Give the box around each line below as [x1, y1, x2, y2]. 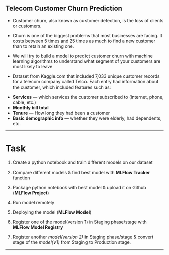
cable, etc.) [12, 99, 36, 105]
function [12, 175, 30, 181]
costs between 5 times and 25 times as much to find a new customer [12, 38, 156, 44]
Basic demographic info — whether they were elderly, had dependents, [12, 115, 162, 121]
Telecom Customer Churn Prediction [5, 4, 122, 13]
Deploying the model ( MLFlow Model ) [12, 209, 92, 215]
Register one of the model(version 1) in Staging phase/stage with [12, 219, 147, 225]
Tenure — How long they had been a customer [12, 110, 110, 116]
